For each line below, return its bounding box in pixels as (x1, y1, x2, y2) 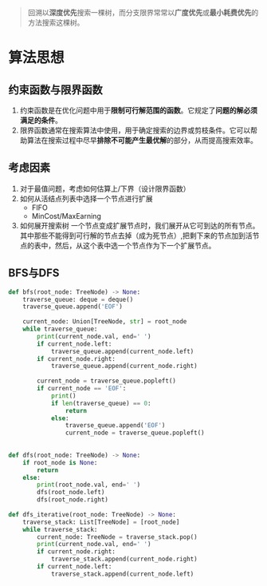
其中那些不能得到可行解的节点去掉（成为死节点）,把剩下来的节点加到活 (19, 231, 253, 240)
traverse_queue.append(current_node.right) (50, 362, 198, 370)
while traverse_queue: (22, 325, 98, 333)
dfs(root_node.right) (37, 496, 109, 504)
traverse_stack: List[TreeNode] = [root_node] (22, 518, 180, 526)
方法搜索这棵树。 (27, 18, 84, 27)
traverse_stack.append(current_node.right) (50, 555, 198, 564)
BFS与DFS (8, 267, 60, 280)
